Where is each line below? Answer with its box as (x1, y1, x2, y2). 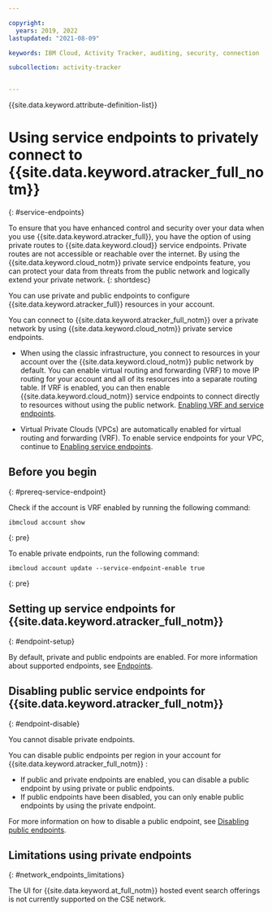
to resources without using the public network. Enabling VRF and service (19, 400, 264, 410)
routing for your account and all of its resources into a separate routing (19, 374, 257, 384)
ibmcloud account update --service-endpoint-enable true (8, 564, 205, 572)
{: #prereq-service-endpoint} (8, 487, 106, 496)
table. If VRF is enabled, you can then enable (19, 383, 171, 393)
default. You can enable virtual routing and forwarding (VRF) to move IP (19, 365, 260, 375)
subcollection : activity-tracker (8, 63, 122, 72)
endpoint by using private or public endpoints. (19, 783, 175, 793)
